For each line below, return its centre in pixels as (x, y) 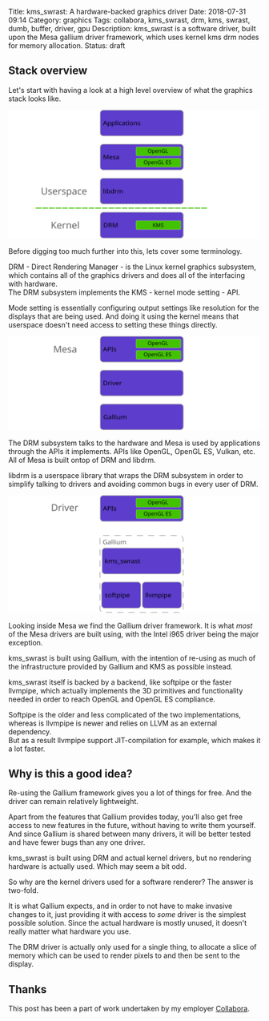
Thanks (28, 989)
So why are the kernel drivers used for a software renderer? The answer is (131, 882)
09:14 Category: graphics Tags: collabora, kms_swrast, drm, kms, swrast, (129, 20)
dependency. (30, 731)
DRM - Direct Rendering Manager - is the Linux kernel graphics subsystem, (132, 267)
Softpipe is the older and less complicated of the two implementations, (125, 714)
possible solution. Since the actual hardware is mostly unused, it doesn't (128, 923)
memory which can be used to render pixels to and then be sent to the (124, 955)
